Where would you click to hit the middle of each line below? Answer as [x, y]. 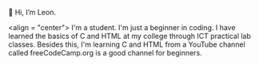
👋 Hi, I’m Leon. [32, 12]
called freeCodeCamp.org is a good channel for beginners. [105, 53]
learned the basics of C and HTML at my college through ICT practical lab [130, 36]
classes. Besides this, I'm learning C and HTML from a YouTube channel [127, 44]
